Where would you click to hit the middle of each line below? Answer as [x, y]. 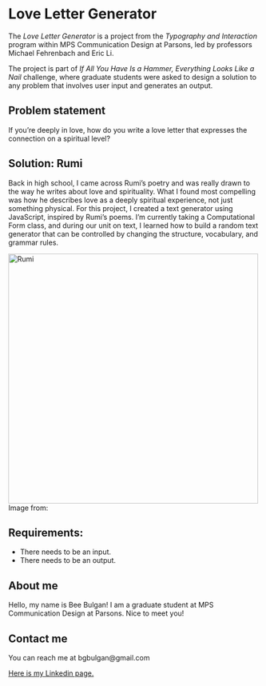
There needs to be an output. [68, 560]
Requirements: [46, 532]
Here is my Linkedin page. [51, 673]
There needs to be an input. [66, 552]
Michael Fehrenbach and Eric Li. [61, 53]
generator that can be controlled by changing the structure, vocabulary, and [133, 233]
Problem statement [57, 111]
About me [33, 586]
